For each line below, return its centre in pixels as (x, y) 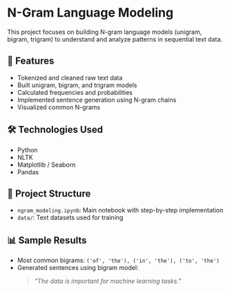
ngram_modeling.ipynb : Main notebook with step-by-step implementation (120, 210)
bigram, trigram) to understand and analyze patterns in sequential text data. (115, 39)
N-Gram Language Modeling (90, 13)
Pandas (28, 172)
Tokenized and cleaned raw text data (70, 77)
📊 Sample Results (47, 240)
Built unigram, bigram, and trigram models (77, 85)
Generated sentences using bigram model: (78, 268)
